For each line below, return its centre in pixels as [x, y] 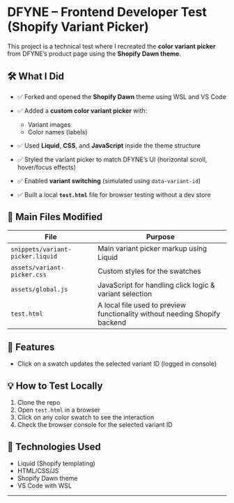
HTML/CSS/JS [38, 471]
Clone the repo [39, 403]
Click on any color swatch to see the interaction [86, 417]
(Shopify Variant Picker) [78, 27]
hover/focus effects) [47, 167]
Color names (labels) [58, 132]
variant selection [125, 293]
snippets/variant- [41, 249]
